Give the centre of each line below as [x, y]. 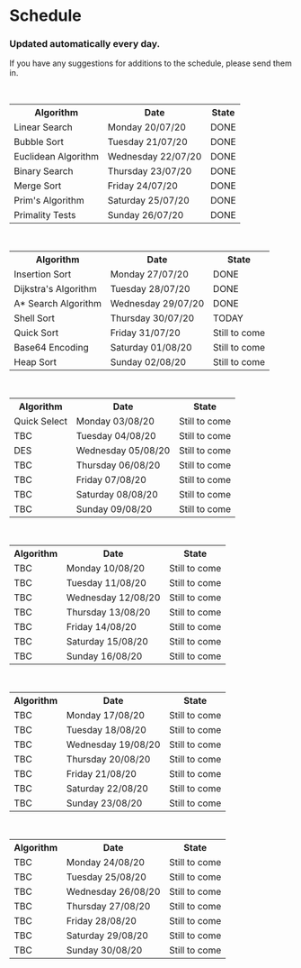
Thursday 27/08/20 [108, 907]
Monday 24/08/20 [106, 863]
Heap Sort [35, 362]
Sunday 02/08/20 [148, 362]
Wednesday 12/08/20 [113, 598]
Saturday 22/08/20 [107, 789]
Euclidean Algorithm [57, 157]
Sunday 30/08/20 [104, 950]
